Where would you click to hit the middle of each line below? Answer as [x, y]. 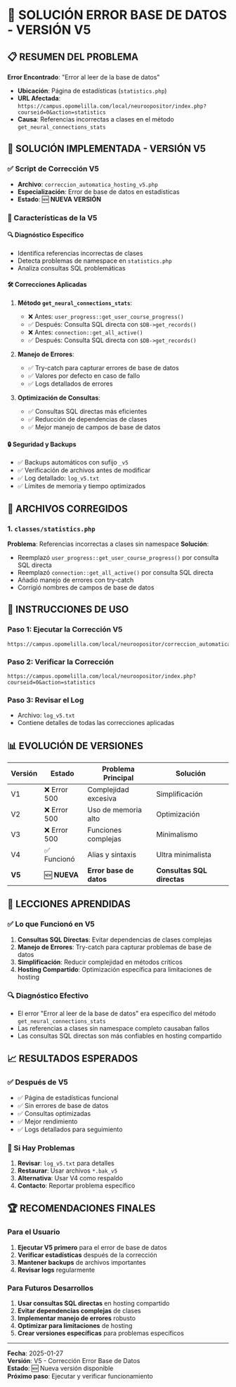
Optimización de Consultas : [59, 398]
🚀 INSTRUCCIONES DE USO [68, 610]
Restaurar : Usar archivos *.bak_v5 [67, 1171]
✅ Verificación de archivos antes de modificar [84, 470]
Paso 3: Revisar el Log [46, 700]
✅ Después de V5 [38, 1082]
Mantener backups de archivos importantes [81, 1262]
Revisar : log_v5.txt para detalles [66, 1163]
